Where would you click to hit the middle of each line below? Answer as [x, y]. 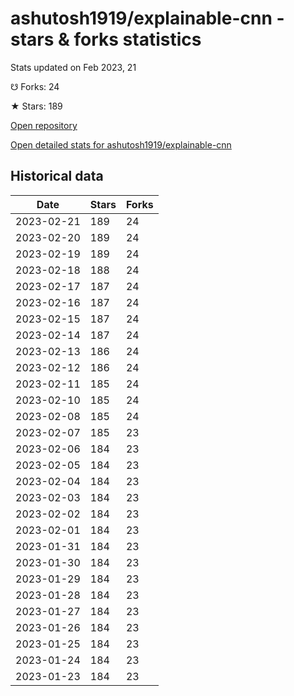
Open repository [44, 125]
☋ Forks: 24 [35, 86]
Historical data [57, 176]
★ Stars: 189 [36, 106]
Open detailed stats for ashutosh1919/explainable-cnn [121, 144]
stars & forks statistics [106, 39]
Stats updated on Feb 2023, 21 [73, 67]
